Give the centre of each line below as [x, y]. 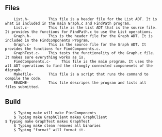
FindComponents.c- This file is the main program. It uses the [83, 61]
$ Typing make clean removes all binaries [57, 125]
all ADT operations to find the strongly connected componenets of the [79, 66]
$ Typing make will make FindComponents [55, 113]
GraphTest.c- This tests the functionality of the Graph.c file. [84, 53]
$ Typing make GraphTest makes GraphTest [48, 121]
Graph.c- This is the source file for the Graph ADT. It [80, 45]
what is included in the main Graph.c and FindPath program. [68, 23]
